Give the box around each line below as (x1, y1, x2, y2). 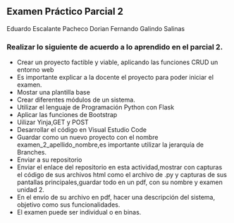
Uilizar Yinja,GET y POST (16, 118, 89, 126)
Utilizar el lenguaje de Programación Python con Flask (16, 103, 174, 111)
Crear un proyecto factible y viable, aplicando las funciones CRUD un (16, 58, 218, 66)
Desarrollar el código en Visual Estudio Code (16, 126, 147, 134)
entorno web (16, 66, 54, 74)
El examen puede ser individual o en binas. (16, 208, 142, 217)
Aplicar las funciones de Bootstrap (16, 111, 118, 119)
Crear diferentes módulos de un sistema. (16, 95, 135, 104)
